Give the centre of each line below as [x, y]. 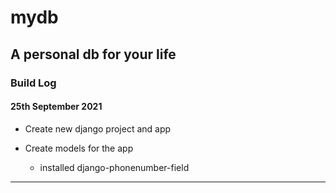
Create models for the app [79, 148]
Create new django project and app [98, 128]
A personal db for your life [93, 54]
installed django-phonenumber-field [114, 167]
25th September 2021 [56, 107]
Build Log [33, 83]
